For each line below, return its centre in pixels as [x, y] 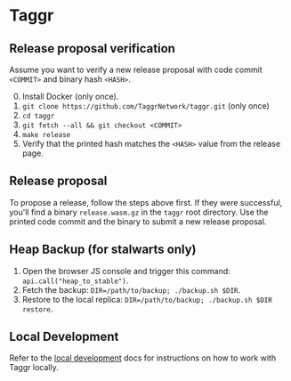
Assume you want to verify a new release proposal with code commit [136, 69]
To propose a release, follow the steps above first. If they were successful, [146, 202]
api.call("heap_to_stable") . [75, 280]
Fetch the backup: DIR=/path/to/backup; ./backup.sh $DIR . [131, 289]
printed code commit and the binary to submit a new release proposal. [138, 221]
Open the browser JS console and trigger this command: [126, 271]
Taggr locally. [34, 368]
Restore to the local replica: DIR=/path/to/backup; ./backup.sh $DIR [147, 299]
